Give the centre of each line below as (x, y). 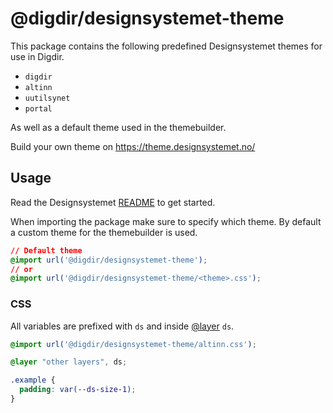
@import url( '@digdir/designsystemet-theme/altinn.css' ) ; (133, 344)
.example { (33, 380)
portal (38, 108)
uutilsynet (47, 98)
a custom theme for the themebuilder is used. (104, 232)
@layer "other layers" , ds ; (69, 362)
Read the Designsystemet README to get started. (113, 202)
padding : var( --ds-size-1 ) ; (78, 390)
